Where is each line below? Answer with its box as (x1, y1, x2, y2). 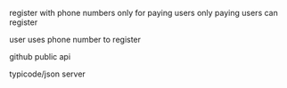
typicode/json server (9, 68, 86, 79)
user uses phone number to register (9, 35, 141, 44)
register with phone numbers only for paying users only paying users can (9, 8, 278, 18)
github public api (9, 52, 71, 61)
